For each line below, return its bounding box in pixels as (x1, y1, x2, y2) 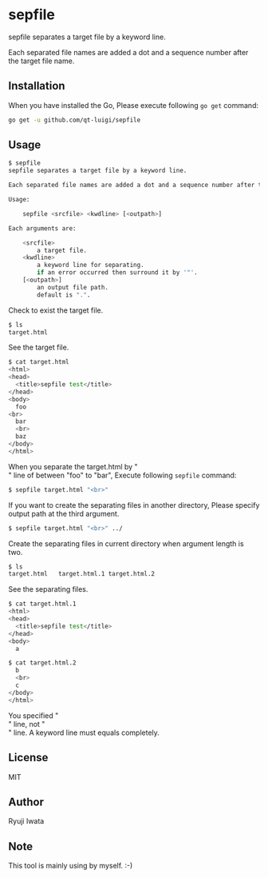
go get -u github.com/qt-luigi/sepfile (8, 116, 141, 124)
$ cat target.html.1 (8, 600, 77, 609)
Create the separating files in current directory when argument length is (8, 538, 245, 549)
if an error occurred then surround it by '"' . (37, 269, 198, 277)
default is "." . (37, 290, 91, 299)
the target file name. (8, 56, 75, 66)
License (8, 751, 49, 764)
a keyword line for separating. (37, 261, 145, 269)
